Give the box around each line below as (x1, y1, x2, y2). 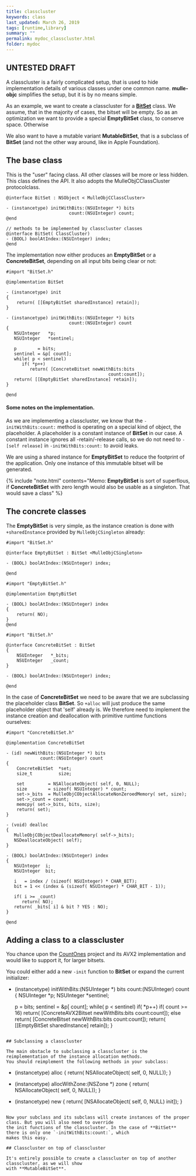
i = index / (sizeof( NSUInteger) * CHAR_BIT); (13, 878, 137, 884)
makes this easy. (6, 1135, 49, 1141)
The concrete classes (6, 507, 87, 517)
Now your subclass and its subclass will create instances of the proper (6, 1115, 190, 1120)
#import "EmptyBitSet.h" (6, 580, 67, 586)
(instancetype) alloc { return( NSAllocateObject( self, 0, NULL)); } (14, 1069, 171, 1076)
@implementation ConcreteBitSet (6, 740, 85, 746)
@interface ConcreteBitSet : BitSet (6, 642, 95, 648)
